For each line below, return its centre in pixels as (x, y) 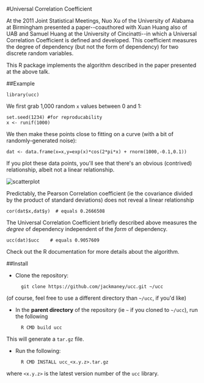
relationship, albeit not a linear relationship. (60, 170)
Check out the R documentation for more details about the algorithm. (93, 252)
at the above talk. (28, 72)
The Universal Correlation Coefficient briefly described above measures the (102, 222)
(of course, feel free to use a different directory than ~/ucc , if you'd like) (97, 298)
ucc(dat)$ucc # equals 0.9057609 (53, 240)
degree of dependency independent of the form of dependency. (87, 229)
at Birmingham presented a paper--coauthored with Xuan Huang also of (97, 27)
